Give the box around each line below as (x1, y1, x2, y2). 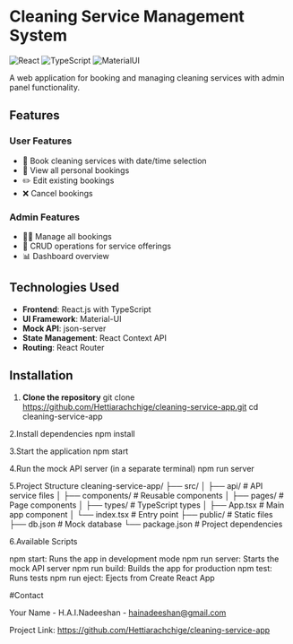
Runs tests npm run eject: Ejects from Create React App (9, 572, 215, 583)
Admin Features (9, 211, 81, 223)
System (9, 25, 68, 46)
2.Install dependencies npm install (9, 428, 136, 439)
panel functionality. (9, 82, 81, 92)
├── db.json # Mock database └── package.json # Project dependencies (9, 518, 283, 529)
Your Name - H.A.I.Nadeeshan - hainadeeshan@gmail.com (9, 607, 227, 618)
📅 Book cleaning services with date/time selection (22, 155, 208, 166)
